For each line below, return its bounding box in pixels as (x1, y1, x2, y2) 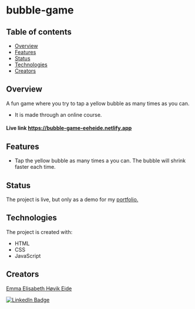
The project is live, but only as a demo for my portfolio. (6, 196, 139, 203)
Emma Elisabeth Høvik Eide (6, 285, 72, 292)
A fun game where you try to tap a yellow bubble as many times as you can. (6, 100, 190, 107)
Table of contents (6, 27, 72, 37)
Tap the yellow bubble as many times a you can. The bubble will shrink (14, 157, 186, 164)
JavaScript (14, 252, 41, 259)
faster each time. (14, 164, 56, 171)
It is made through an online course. (14, 111, 102, 118)
